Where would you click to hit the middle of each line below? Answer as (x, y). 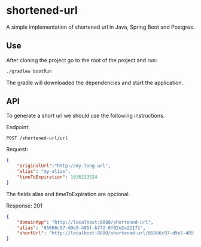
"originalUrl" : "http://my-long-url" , (64, 166)
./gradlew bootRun (29, 71)
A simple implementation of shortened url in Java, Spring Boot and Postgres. (100, 27)
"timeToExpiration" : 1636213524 (57, 177)
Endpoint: (18, 127)
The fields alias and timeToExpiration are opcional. (68, 194)
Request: (17, 150)
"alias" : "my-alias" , (44, 172)
